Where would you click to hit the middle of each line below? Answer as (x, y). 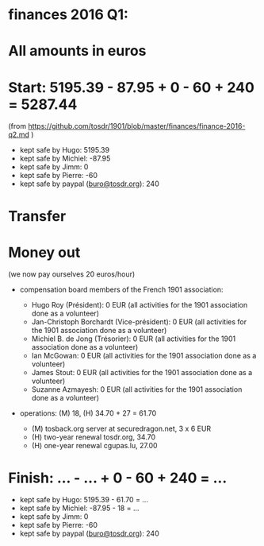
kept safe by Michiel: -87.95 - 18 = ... (79, 508)
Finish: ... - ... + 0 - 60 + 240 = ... (118, 478)
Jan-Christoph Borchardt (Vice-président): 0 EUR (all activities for (139, 322)
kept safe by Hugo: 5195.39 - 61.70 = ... (84, 500)
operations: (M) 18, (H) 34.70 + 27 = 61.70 (88, 413)
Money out (44, 252)
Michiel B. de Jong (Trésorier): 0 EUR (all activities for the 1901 (134, 339)
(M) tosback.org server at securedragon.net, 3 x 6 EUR (121, 429)
